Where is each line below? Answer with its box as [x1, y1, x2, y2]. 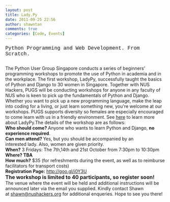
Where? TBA [5, 152, 33, 158]
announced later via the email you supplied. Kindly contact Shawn [5, 186, 144, 191]
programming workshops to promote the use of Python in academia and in [5, 71, 161, 77]
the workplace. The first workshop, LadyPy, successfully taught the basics [5, 76, 162, 82]
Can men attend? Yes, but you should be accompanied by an [5, 136, 134, 142]
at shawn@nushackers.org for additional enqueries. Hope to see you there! [5, 191, 163, 197]
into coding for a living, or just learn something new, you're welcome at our [5, 103, 162, 109]
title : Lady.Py [5, 12, 38, 17]
